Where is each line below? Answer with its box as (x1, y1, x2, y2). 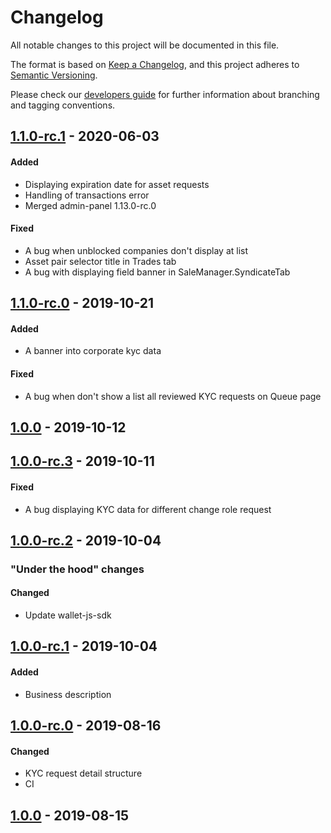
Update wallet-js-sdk (24, 609, 112, 621)
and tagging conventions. (10, 99, 116, 111)
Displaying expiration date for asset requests (24, 178, 210, 190)
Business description (24, 688, 112, 700)
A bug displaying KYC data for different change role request (24, 503, 272, 515)
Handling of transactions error (24, 189, 150, 201)
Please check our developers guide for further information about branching (10, 88, 320, 100)
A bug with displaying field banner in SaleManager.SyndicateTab (24, 266, 291, 278)
